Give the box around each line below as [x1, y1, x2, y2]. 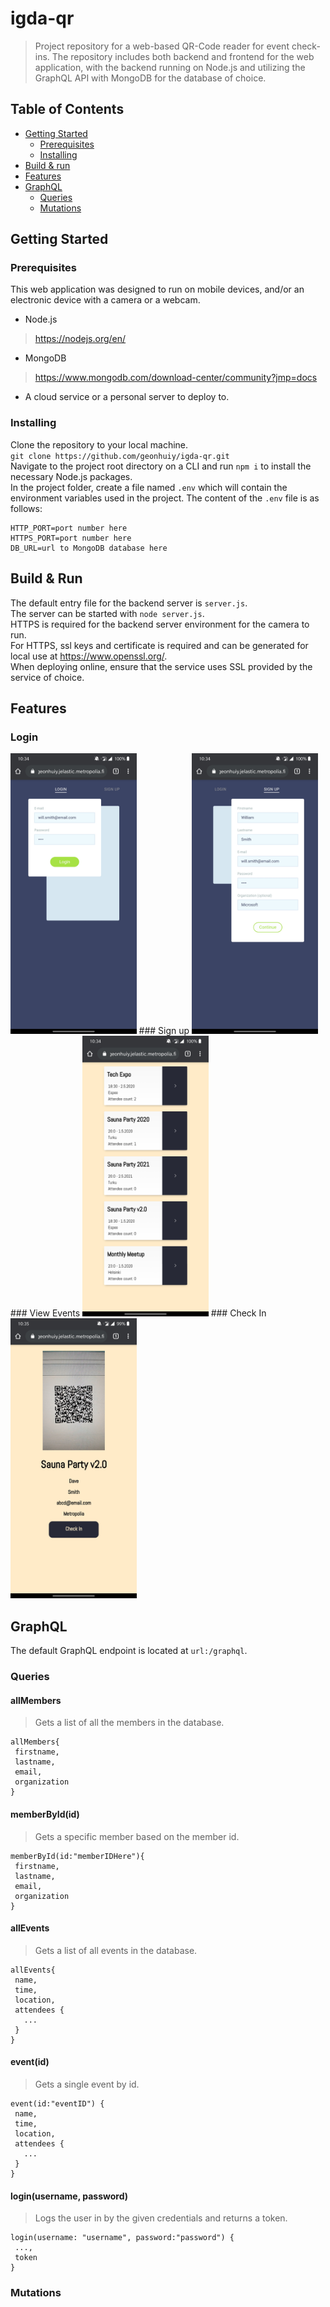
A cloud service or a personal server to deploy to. [24, 391, 230, 403]
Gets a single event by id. [34, 2078, 140, 2091]
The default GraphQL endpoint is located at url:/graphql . [10, 1645, 248, 1657]
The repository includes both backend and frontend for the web [51, 50, 315, 62]
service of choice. [10, 671, 85, 683]
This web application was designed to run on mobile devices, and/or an [10, 283, 305, 296]
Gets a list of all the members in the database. [34, 1717, 225, 1729]
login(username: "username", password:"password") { [10, 2233, 235, 2243]
